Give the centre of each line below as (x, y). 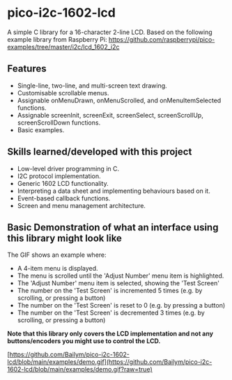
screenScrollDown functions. (59, 122)
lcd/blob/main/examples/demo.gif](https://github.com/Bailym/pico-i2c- (110, 362)
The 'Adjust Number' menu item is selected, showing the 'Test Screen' (118, 283)
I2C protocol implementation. (59, 176)
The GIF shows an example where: (57, 255)
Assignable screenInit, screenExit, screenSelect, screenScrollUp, (110, 115)
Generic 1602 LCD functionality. (63, 183)
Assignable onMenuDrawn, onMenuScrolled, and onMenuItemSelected (119, 100)
